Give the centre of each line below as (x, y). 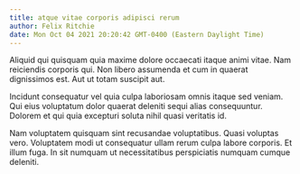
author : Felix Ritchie (52, 26)
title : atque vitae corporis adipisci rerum (94, 18)
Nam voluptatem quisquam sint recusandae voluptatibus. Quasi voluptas (144, 133)
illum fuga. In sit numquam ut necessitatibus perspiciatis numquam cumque (150, 152)
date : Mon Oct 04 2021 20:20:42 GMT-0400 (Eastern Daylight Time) (137, 34)
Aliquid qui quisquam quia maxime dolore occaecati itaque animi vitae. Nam (150, 60)
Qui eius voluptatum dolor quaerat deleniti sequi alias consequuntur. (136, 106)
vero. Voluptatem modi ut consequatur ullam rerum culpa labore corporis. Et (151, 143)
